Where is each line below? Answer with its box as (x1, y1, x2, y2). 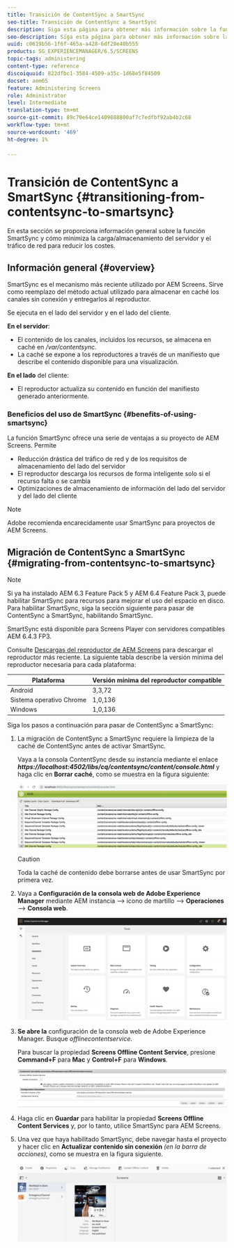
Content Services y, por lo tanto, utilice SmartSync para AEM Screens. (17, 1121, 221, 1130)
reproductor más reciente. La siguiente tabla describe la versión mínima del (7, 653, 224, 661)
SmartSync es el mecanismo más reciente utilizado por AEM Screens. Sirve (7, 281, 224, 289)
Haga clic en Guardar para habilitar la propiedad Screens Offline (17, 1114, 204, 1123)
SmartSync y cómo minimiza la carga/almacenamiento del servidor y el (7, 234, 211, 243)
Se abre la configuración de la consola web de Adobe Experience (17, 1027, 206, 1036)
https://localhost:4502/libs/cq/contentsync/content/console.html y (17, 762, 220, 771)
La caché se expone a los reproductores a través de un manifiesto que (17, 350, 220, 358)
